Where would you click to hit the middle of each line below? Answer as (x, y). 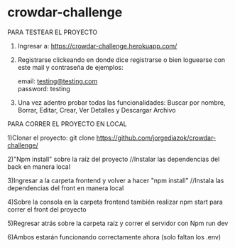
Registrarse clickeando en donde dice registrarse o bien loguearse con (121, 60)
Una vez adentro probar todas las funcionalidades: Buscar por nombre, (121, 102)
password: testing (44, 88)
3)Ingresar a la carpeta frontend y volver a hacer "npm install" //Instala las (116, 180)
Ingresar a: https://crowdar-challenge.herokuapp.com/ (97, 46)
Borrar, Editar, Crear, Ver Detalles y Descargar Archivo (97, 110)
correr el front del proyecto (47, 209)
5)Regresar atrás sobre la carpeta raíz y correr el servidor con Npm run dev (118, 223)
